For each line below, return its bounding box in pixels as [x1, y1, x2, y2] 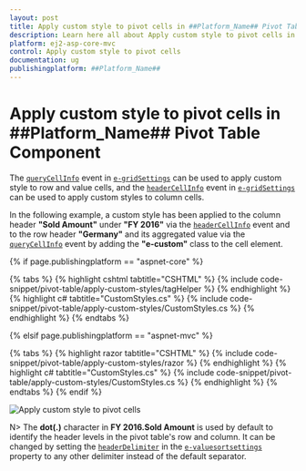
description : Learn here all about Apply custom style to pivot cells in [9, 30, 296, 39]
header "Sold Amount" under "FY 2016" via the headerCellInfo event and [9, 219, 291, 230]
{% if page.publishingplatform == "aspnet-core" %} [9, 256, 204, 267]
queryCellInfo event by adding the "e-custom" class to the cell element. [9, 238, 284, 249]
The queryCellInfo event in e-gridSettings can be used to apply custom [9, 172, 282, 183]
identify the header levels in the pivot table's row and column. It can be [9, 431, 276, 442]
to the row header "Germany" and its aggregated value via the [9, 229, 246, 240]
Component [9, 142, 102, 163]
